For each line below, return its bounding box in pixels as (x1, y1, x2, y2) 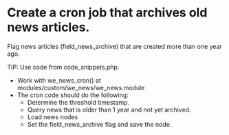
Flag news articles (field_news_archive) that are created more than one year (7, 42, 222, 50)
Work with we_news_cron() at (17, 76, 101, 84)
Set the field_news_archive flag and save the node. (27, 120, 172, 128)
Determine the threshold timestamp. (27, 98, 130, 106)
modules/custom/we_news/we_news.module (17, 83, 145, 92)
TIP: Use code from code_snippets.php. (7, 63, 120, 71)
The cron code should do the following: (17, 91, 129, 99)
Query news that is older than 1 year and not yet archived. (27, 105, 191, 114)
